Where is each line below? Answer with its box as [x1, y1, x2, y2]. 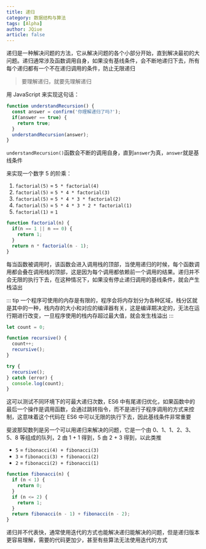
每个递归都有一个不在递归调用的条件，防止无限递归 [6, 65, 135, 72]
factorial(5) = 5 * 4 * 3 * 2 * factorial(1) [15, 202, 132, 209]
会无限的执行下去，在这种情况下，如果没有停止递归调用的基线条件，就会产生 [6, 275, 200, 283]
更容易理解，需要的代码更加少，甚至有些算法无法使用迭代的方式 [6, 536, 167, 543]
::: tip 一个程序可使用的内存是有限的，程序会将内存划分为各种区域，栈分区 [6, 296, 193, 304]
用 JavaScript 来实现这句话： [6, 91, 80, 98]
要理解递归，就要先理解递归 [21, 78, 92, 85]
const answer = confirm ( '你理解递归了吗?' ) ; [12, 109, 121, 115]
